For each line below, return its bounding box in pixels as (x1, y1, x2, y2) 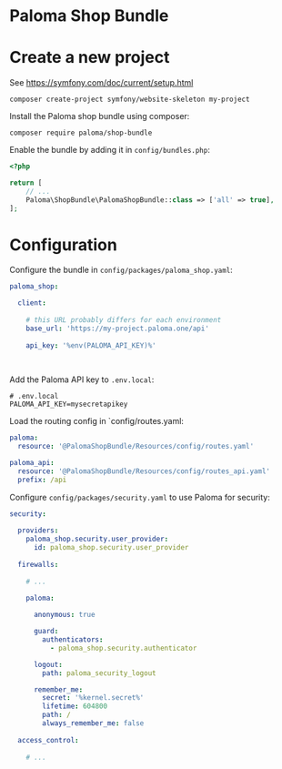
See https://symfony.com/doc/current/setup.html (9, 77, 194, 88)
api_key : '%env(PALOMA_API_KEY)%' (25, 340, 156, 350)
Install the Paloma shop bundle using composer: (9, 111, 190, 122)
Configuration (9, 234, 118, 255)
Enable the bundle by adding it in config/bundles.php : (9, 145, 211, 156)
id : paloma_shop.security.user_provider (33, 543, 189, 552)
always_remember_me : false (42, 719, 145, 728)
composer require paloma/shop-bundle (9, 128, 153, 137)
